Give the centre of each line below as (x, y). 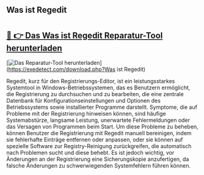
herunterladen (34, 48)
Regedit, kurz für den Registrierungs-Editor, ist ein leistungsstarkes (91, 81)
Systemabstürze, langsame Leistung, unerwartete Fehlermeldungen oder (98, 120)
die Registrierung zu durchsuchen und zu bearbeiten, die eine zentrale (95, 94)
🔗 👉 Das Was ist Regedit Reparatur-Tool (85, 35)
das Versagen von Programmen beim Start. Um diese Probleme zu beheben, (102, 127)
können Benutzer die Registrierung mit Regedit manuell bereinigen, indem (99, 133)
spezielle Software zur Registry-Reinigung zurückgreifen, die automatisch (99, 146)
